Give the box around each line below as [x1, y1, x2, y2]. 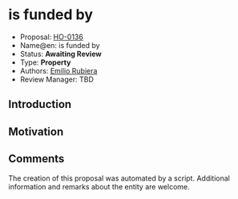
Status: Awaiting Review [19, 49, 102, 58]
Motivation [8, 125, 64, 138]
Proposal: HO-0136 [19, 32, 84, 42]
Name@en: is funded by [19, 40, 100, 50]
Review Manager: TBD [19, 74, 94, 84]
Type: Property [19, 58, 71, 67]
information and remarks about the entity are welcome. [8, 181, 190, 191]
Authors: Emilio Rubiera [19, 66, 98, 75]
